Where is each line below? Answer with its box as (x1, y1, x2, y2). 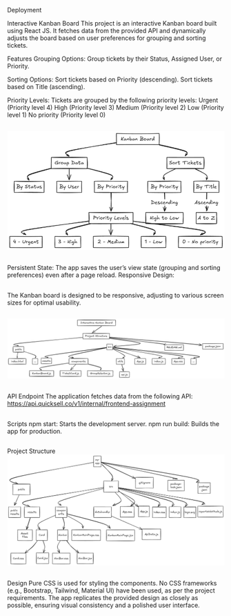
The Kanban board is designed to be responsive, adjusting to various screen (7, 291, 224, 299)
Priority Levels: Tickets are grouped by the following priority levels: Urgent (7, 96, 219, 104)
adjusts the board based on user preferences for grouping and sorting (7, 34, 206, 42)
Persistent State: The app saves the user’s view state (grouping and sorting (7, 264, 221, 272)
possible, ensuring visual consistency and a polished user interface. (7, 601, 200, 609)
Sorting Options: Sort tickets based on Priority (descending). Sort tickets (7, 75, 213, 84)
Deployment (7, 6, 42, 14)
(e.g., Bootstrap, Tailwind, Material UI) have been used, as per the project (7, 586, 215, 595)
